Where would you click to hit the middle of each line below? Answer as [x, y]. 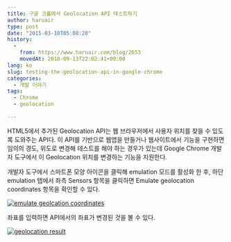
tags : [15, 91]
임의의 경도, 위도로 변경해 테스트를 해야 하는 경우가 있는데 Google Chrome [108, 148]
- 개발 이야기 [30, 85]
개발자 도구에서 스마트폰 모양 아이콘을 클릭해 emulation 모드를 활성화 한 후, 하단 [115, 172]
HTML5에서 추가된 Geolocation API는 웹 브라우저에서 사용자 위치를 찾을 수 [109, 131]
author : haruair [31, 20]
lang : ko [20, 65]
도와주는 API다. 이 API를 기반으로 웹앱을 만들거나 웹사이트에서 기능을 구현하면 [119, 139]
